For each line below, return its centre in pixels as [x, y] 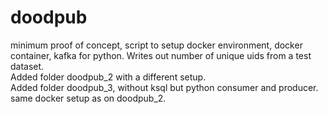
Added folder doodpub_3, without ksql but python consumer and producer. [164, 87]
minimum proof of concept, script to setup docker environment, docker [156, 45]
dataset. [27, 66]
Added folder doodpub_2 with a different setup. [108, 77]
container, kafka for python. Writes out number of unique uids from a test [161, 55]
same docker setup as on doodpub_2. [88, 98]
